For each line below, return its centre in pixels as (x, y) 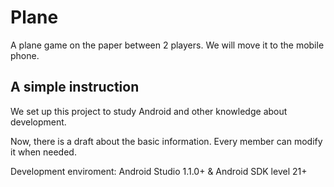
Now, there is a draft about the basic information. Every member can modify (166, 141)
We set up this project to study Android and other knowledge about (149, 111)
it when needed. (43, 152)
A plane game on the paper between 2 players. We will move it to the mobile (167, 45)
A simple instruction (75, 87)
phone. (25, 55)
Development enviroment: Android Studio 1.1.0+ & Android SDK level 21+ (159, 171)
